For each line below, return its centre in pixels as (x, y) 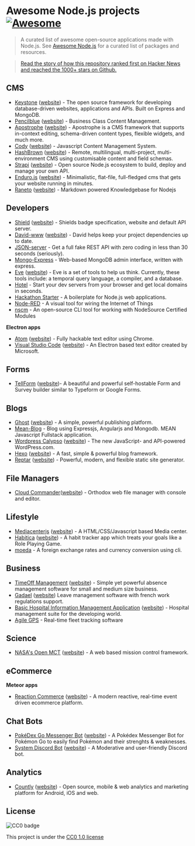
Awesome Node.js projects (73, 11)
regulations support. (39, 601)
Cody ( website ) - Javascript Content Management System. (85, 146)
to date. (24, 241)
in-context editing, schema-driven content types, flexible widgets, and (100, 133)
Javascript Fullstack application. (53, 435)
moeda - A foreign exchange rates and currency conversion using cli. (98, 550)
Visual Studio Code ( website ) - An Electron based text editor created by (101, 345)
